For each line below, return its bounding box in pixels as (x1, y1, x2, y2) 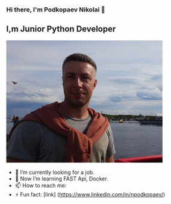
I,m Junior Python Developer (6, 24, 116, 34)
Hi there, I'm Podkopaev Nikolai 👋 (6, 5, 105, 14)
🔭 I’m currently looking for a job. (14, 168, 95, 176)
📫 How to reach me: (14, 182, 67, 189)
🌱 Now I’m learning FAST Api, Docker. (14, 175, 108, 182)
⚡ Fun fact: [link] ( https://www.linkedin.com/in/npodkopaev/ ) (14, 191, 166, 198)
